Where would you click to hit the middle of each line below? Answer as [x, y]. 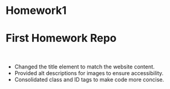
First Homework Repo [61, 38]
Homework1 [36, 11]
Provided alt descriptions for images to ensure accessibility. [89, 73]
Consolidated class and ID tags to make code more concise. [89, 80]
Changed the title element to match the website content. [84, 67]
